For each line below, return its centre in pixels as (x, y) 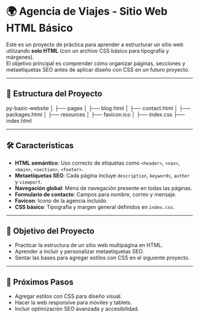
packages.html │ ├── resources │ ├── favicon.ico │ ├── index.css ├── (96, 114)
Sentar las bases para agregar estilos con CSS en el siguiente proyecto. (102, 258)
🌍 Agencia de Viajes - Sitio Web (87, 12)
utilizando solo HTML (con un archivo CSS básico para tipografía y (88, 50)
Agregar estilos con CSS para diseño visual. (68, 296)
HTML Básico (39, 28)
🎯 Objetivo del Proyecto (50, 231)
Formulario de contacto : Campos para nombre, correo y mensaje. (95, 194)
